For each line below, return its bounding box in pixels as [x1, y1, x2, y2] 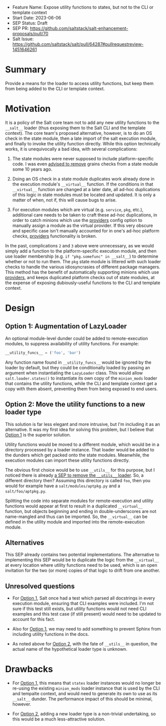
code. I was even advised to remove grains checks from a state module [12, 161, 159, 167]
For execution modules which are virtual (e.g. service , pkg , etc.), [12, 207, 144, 212]
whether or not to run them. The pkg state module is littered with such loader [5, 258, 161, 264]
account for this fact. [12, 617, 55, 622]
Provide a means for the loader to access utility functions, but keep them [5, 80, 154, 86]
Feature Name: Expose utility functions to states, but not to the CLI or [12, 4, 154, 10]
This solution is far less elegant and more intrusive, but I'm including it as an [5, 421, 160, 427]
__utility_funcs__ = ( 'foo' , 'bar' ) [5, 350, 81, 355]
